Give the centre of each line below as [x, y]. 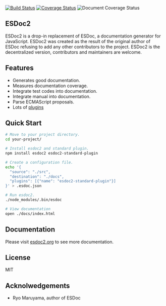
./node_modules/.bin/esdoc [34, 200]
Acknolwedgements [38, 285]
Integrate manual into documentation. [51, 96]
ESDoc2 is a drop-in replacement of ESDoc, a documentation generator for [83, 36]
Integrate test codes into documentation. [55, 91]
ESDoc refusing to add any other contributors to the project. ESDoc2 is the [83, 47]
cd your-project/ [23, 139]
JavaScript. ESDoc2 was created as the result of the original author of [78, 41]
